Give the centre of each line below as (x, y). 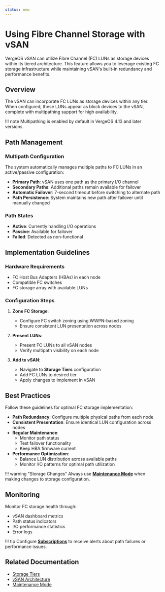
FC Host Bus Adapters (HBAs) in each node (56, 277)
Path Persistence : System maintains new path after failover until (78, 197)
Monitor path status (39, 438)
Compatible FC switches (37, 282)
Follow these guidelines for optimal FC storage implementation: (69, 407)
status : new (17, 10)
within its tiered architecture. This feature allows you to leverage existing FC (82, 63)
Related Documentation (42, 562)
